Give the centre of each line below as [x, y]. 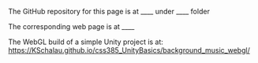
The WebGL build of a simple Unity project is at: [86, 42]
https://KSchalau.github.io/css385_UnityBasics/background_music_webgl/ [129, 50]
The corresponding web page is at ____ [71, 26]
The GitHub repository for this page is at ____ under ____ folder [109, 11]
